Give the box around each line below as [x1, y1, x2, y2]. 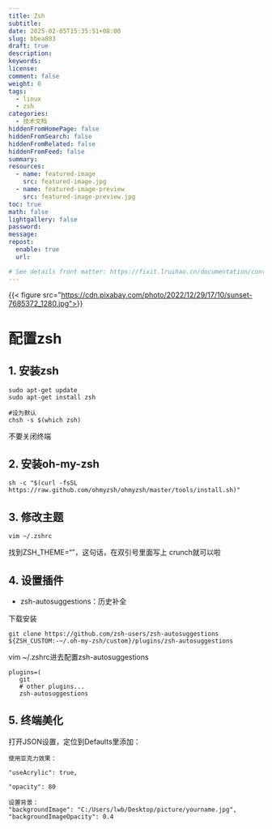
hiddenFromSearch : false [8, 132, 92, 140]
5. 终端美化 [8, 714, 63, 728]
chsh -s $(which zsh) [8, 416, 82, 424]
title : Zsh [8, 11, 45, 20]
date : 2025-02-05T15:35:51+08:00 [8, 27, 121, 35]
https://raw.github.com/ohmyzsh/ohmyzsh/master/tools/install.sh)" [8, 486, 241, 494]
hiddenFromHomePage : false [8, 125, 100, 133]
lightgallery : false [8, 216, 79, 224]
